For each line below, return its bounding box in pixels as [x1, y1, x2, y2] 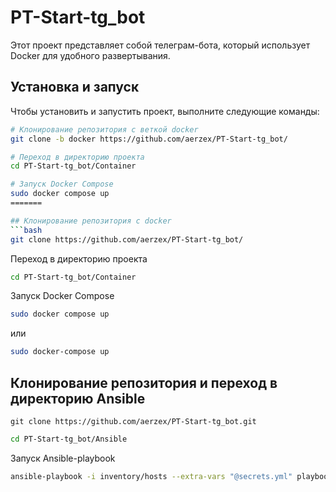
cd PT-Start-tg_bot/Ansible [10, 434, 128, 444]
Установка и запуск [10, 79, 140, 96]
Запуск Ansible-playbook [10, 452, 116, 464]
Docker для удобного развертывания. [10, 49, 171, 61]
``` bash [10, 225, 43, 235]
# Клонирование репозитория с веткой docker [10, 124, 199, 135]
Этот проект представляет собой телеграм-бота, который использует [10, 39, 311, 51]
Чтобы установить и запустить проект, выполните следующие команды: [10, 105, 320, 117]
